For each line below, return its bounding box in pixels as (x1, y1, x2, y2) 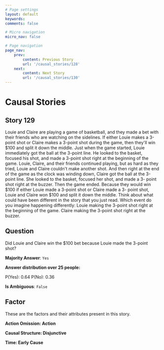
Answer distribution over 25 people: (5, 264, 81, 270)
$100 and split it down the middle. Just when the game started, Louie (5, 145, 145, 151)
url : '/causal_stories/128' (23, 62, 80, 66)
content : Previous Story (23, 57, 74, 62)
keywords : (5, 16, 26, 21)
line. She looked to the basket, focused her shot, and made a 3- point (16, 176, 157, 182)
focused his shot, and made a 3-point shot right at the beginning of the (5, 156, 149, 161)
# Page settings (5, 7, 38, 12)
